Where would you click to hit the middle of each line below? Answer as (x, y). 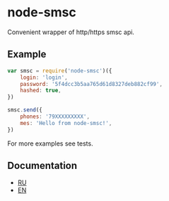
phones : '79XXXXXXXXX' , (55, 116)
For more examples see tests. (50, 143)
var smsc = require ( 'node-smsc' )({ (60, 71)
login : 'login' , (44, 77)
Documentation (42, 166)
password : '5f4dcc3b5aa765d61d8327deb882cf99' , (91, 84)
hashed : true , (41, 91)
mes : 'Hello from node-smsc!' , (66, 123)
